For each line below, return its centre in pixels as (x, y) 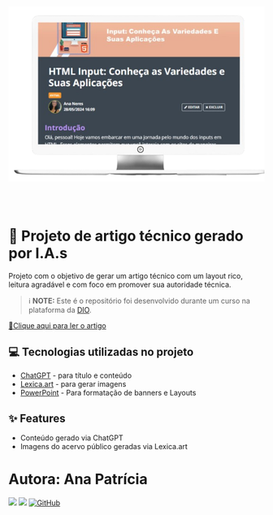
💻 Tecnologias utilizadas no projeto (101, 352)
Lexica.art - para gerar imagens (73, 384)
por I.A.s (38, 253)
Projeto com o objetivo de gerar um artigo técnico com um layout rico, (126, 275)
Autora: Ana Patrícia (78, 480)
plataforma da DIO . (60, 309)
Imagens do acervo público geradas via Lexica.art (104, 447)
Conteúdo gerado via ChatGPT (71, 438)
